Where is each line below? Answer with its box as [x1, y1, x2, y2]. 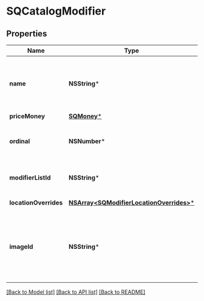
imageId [9, 243, 33, 251]
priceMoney [9, 112, 46, 120]
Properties [6, 29, 47, 39]
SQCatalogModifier [6, 4, 106, 18]
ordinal [9, 137, 30, 145]
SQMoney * [69, 112, 102, 120]
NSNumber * [69, 137, 106, 145]
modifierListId [9, 174, 51, 181]
